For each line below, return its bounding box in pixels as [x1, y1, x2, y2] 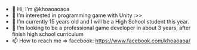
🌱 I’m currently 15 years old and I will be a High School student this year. [11, 18, 189, 25]
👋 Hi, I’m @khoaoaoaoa [11, 6, 70, 12]
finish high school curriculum [11, 31, 84, 38]
